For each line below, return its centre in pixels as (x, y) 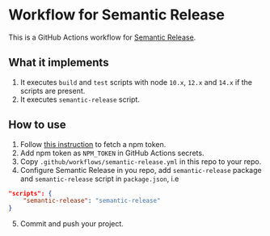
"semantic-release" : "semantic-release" (92, 201)
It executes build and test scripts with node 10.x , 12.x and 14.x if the (136, 82)
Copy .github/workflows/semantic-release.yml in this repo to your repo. (141, 161)
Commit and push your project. (72, 224)
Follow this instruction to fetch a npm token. (93, 144)
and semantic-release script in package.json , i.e (99, 179)
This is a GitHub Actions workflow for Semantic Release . (102, 37)
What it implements (59, 63)
